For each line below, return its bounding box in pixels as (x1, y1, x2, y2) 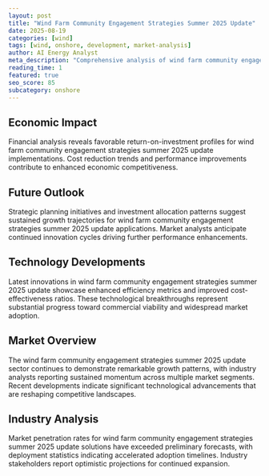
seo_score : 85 (8, 78, 56, 86)
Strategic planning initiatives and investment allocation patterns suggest (8, 207, 247, 216)
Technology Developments (8, 255, 146, 269)
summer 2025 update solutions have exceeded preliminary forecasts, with (8, 442, 254, 452)
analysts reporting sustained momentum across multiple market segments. (8, 372, 255, 382)
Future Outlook (8, 186, 85, 199)
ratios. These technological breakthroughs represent (54, 294, 228, 303)
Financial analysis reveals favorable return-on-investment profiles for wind (8, 137, 255, 146)
